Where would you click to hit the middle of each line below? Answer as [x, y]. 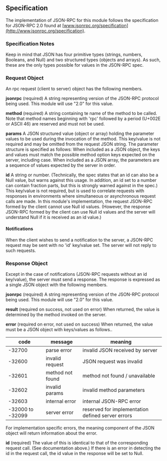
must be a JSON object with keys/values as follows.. [59, 329]
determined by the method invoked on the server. [56, 314]
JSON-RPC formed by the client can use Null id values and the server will [81, 212]
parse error [59, 350]
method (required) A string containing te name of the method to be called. [82, 114]
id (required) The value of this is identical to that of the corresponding [77, 443]
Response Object [27, 263]
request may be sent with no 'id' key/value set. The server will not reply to [81, 245]
